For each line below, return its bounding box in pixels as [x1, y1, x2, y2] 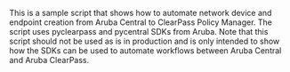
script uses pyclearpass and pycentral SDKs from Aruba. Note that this [9, 27, 269, 36]
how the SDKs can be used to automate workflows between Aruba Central [9, 45, 282, 56]
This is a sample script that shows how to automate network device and [9, 8, 272, 18]
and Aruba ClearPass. [9, 55, 90, 65]
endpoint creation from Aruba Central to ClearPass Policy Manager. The [9, 17, 273, 28]
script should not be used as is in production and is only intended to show [9, 36, 280, 46]
